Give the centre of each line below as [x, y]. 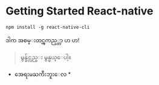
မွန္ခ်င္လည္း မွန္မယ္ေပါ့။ [46, 57]
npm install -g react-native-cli [48, 27]
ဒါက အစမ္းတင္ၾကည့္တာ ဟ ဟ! [43, 40]
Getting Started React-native [79, 11]
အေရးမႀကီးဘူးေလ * [42, 74]
